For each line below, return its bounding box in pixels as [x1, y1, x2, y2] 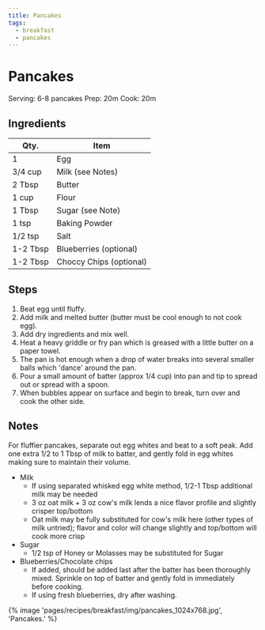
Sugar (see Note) [56, 205, 121, 216]
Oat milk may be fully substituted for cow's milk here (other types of [31, 515, 254, 524]
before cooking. [31, 582, 84, 591]
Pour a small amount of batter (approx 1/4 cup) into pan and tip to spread [19, 371, 258, 380]
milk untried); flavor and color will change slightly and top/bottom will [31, 522, 257, 532]
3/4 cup [12, 167, 42, 177]
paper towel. [19, 345, 61, 356]
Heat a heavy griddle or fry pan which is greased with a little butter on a [19, 338, 254, 347]
